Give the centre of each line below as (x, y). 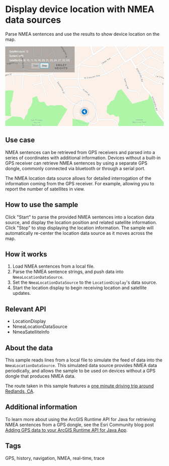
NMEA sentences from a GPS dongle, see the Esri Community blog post (80, 425)
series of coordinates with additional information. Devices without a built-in (83, 158)
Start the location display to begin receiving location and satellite (79, 288)
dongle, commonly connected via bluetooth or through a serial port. (75, 168)
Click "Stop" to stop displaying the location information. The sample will (79, 228)
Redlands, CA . (20, 391)
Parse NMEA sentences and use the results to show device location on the (82, 34)
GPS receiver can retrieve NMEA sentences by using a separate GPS (76, 163)
